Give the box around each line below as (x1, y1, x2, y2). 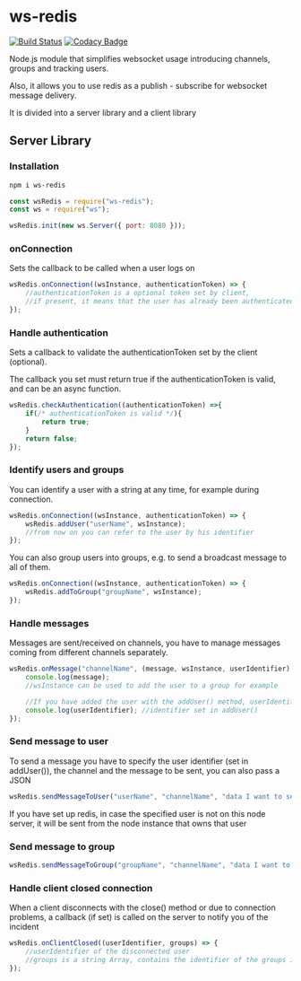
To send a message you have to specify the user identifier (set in (9, 756, 249, 766)
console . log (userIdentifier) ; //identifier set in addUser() (25, 705, 258, 714)
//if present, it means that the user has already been (25, 297, 239, 306)
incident (9, 922, 39, 933)
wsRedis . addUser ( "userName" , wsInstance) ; (25, 519, 186, 529)
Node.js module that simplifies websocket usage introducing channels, (9, 53, 271, 64)
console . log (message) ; (25, 673, 110, 682)
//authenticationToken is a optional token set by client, (25, 289, 251, 298)
